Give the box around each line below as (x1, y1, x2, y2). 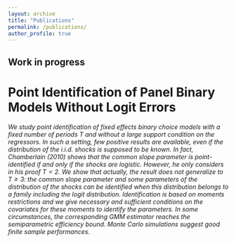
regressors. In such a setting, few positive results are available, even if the (8, 137, 224, 146)
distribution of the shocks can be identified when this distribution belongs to (8, 182, 229, 191)
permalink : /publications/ (8, 23, 87, 30)
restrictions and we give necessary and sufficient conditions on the (8, 197, 203, 206)
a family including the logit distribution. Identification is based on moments (8, 189, 225, 198)
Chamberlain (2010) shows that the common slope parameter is (8, 152, 194, 161)
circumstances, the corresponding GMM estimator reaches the (8, 212, 190, 220)
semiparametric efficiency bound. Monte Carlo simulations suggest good (8, 220, 221, 228)
